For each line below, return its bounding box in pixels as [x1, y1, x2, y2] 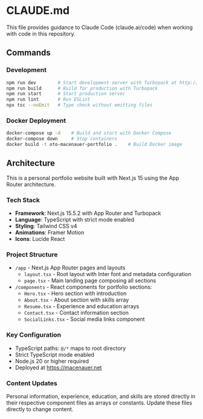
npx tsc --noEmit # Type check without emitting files [6, 102, 153, 108]
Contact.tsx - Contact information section [24, 309, 129, 317]
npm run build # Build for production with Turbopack [6, 85, 158, 91]
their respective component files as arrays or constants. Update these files [6, 399, 192, 406]
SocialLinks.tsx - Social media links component [24, 315, 145, 323]
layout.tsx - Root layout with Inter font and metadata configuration [24, 271, 192, 278]
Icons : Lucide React [14, 236, 65, 243]
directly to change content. [6, 405, 74, 412]
